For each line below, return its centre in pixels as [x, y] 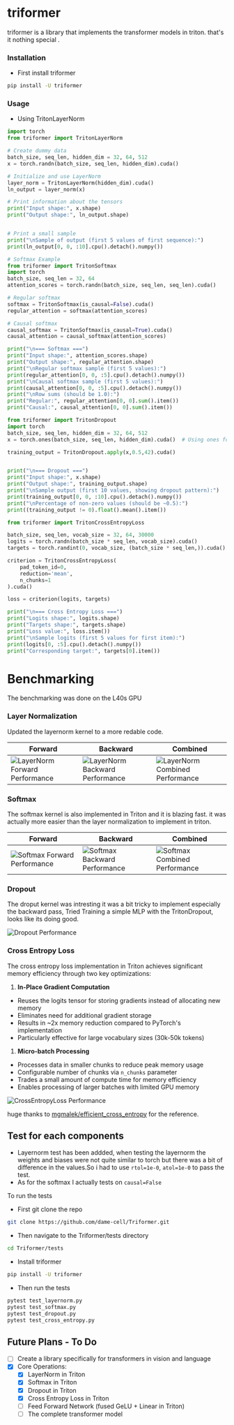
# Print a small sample [42, 234]
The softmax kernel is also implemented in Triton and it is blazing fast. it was [117, 814]
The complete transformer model [75, 1414]
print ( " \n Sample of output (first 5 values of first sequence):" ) [106, 240]
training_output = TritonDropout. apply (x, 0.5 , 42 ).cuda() [92, 452]
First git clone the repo [50, 1209]
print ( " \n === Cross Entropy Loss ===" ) [65, 612]
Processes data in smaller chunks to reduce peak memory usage [110, 1065]
